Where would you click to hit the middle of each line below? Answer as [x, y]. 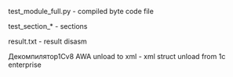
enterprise [25, 65]
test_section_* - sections [48, 26]
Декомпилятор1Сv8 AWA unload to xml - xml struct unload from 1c [117, 56]
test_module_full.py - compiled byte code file [81, 11]
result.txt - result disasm [48, 41]
